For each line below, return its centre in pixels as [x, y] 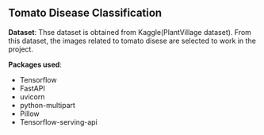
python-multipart [47, 105]
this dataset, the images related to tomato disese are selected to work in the [132, 40]
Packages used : [35, 64]
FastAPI [32, 88]
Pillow [29, 114]
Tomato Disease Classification [85, 13]
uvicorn [32, 96]
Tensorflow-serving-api [58, 121]
